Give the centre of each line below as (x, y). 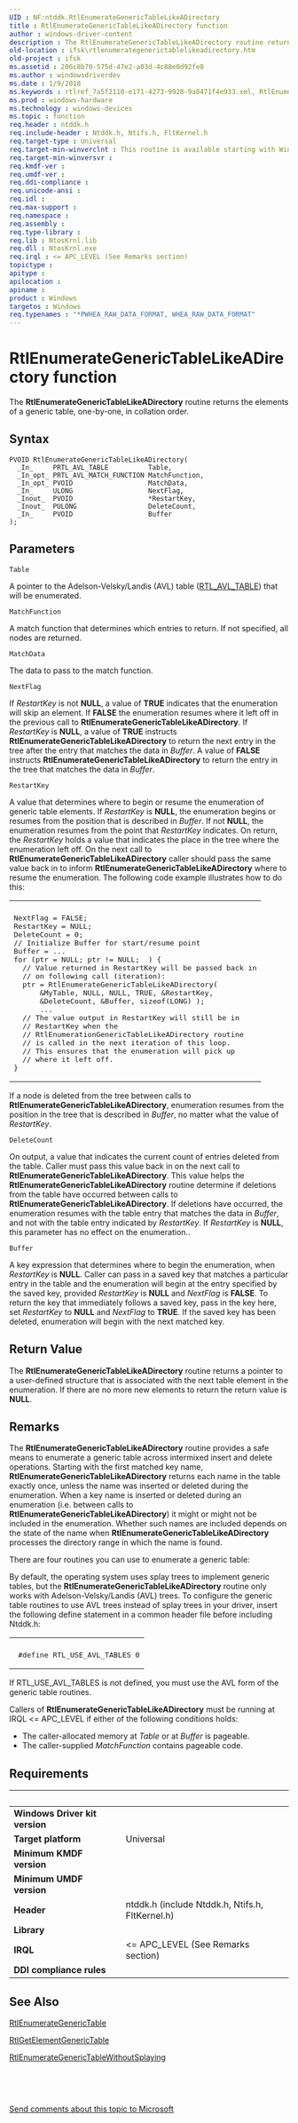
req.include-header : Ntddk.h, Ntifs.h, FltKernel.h (109, 133)
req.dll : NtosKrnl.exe (53, 249)
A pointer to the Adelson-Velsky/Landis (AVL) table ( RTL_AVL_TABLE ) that (144, 586)
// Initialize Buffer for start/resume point (107, 943)
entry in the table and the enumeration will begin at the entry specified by (143, 1283)
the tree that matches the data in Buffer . (82, 769)
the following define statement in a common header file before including (141, 1615)
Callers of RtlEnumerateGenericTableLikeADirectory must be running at (142, 1709)
